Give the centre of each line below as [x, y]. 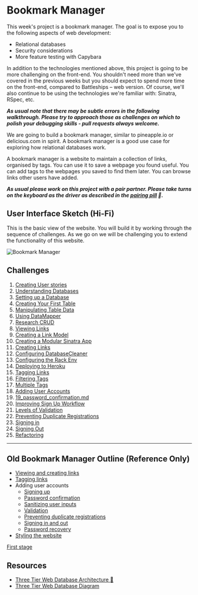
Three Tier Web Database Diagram [57, 586]
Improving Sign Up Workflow [50, 404]
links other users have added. [43, 177]
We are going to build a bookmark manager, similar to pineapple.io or [90, 135]
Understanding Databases [47, 291]
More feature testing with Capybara [58, 57]
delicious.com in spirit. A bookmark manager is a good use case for [88, 141]
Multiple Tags [32, 385]
